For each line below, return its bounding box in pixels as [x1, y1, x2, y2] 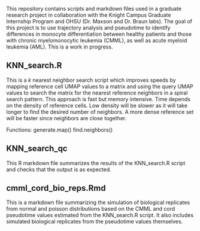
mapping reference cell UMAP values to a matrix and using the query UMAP [6, 83, 193, 90]
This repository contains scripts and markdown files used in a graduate [6, 5, 182, 12]
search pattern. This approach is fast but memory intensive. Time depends [6, 95, 190, 102]
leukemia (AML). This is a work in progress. [6, 43, 113, 50]
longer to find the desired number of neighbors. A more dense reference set [6, 108, 194, 115]
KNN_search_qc [6, 144, 68, 154]
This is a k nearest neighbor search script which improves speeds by [6, 76, 176, 83]
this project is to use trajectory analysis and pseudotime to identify [6, 24, 171, 31]
